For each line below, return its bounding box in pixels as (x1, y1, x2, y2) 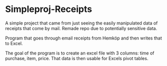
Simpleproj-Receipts (5, 3, 92, 15)
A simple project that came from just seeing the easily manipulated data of (5, 20, 158, 26)
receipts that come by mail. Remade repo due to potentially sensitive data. (5, 25, 158, 31)
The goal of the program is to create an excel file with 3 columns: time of (5, 50, 155, 56)
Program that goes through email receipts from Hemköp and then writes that (5, 35, 162, 41)
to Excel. (5, 40, 23, 46)
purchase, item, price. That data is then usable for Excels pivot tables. (5, 55, 149, 61)
